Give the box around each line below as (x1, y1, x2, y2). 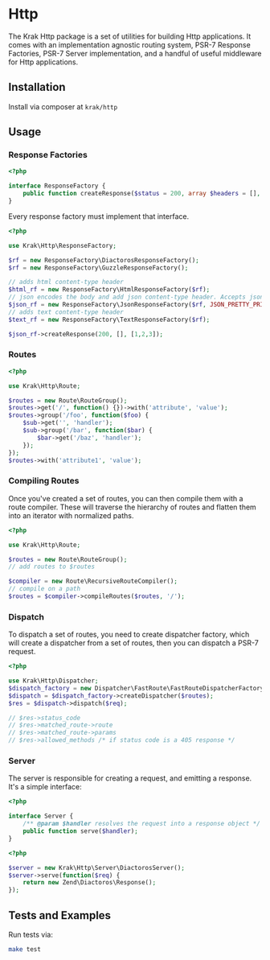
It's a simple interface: (8, 782, 82, 792)
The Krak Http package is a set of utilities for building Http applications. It (8, 31, 252, 41)
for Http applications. (8, 57, 79, 67)
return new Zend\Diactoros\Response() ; (22, 879, 157, 887)
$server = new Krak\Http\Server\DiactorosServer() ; (8, 863, 185, 871)
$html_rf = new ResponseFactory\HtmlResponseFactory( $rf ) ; (8, 286, 211, 294)
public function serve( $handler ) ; (22, 827, 138, 835)
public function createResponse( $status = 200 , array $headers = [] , (22, 190, 261, 198)
